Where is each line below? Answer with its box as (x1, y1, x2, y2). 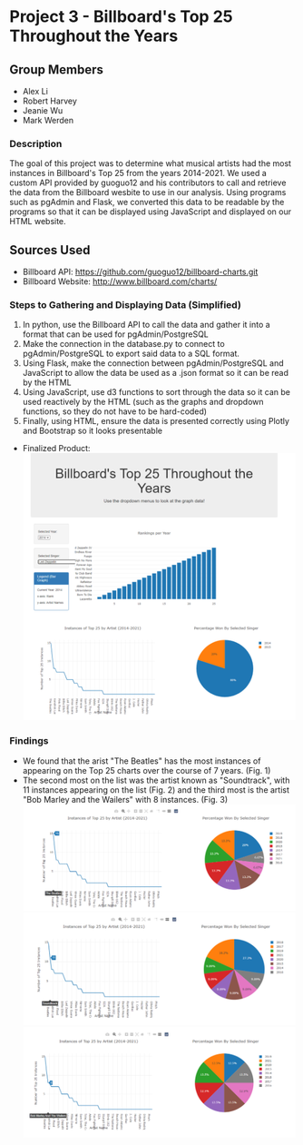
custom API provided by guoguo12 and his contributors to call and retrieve (9, 177, 287, 188)
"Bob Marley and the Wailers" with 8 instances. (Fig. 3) (22, 794, 229, 804)
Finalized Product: (22, 443, 91, 454)
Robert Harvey (22, 95, 77, 106)
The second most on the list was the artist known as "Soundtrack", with (22, 775, 290, 785)
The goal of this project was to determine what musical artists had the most (9, 158, 292, 169)
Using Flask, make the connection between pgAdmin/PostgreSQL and (22, 358, 284, 369)
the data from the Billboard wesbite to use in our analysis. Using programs (9, 187, 287, 198)
